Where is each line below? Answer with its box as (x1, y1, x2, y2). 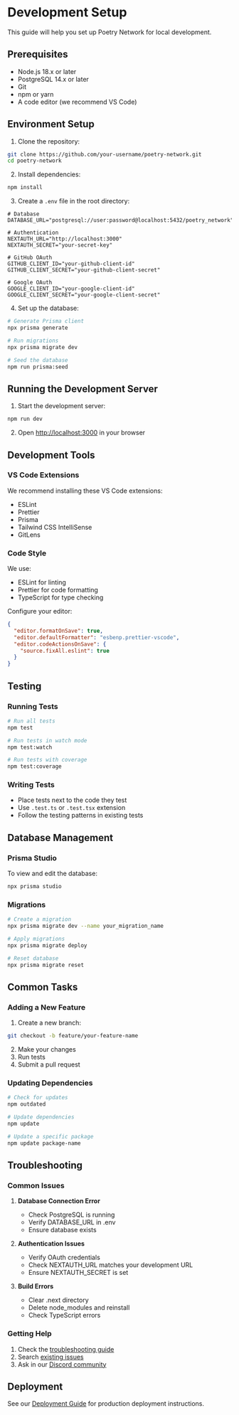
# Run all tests (7, 717, 55, 725)
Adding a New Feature (7, 1002, 86, 1012)
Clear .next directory (28, 1296, 89, 1305)
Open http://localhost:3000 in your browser (17, 428, 146, 437)
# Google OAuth (7, 279, 53, 287)
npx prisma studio (7, 883, 62, 890)
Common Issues (7, 1181, 65, 1190)
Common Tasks (7, 981, 78, 993)
